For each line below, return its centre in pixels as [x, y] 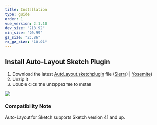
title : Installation [26, 10]
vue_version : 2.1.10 [26, 23]
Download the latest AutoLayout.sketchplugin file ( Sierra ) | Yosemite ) [82, 74]
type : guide [17, 14]
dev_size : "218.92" [25, 28]
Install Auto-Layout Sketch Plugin [58, 62]
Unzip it [20, 79]
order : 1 [14, 19]
